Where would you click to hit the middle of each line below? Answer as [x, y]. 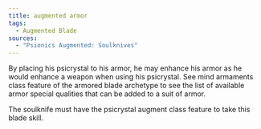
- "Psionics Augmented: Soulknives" [77, 46]
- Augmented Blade [47, 30]
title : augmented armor [48, 16]
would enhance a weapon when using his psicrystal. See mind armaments [131, 77]
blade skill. [26, 118]
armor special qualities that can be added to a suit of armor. [107, 94]
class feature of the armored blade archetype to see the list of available [126, 86]
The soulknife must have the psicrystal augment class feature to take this [129, 110]
